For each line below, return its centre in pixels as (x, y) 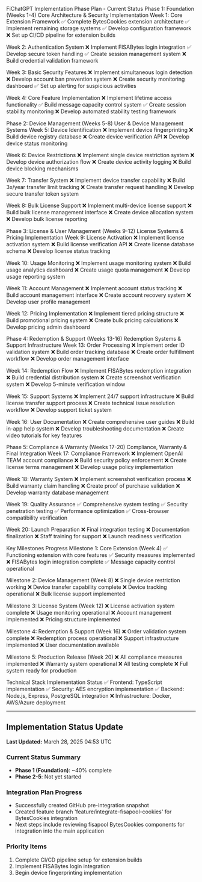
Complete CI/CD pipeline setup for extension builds (78, 860)
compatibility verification (37, 518)
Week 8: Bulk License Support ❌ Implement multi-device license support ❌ (99, 205)
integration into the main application (59, 831)
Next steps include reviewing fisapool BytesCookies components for (100, 825)
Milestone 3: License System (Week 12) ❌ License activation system (90, 606)
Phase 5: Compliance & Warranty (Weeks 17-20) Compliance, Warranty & (97, 447)
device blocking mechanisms (42, 169)
